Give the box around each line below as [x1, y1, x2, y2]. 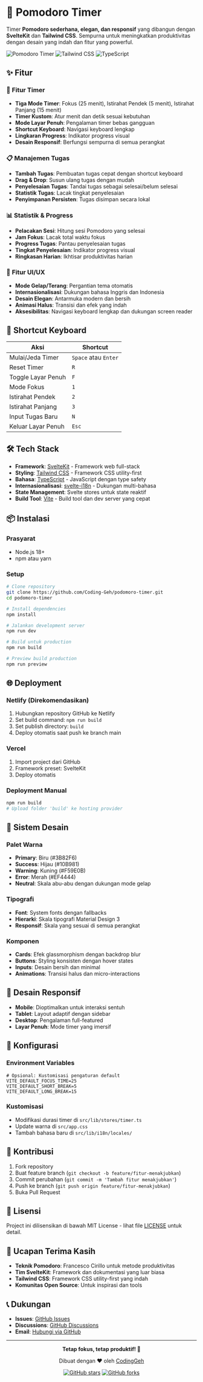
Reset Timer [9, 363, 44, 372]
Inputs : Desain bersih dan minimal [14, 964, 101, 971]
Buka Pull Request [14, 1188, 60, 1196]
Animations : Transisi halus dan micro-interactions [14, 970, 140, 978]
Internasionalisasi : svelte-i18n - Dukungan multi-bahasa [14, 482, 156, 490]
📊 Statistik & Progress [6, 211, 74, 219]
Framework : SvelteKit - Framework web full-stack [14, 463, 140, 470]
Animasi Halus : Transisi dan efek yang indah [14, 301, 127, 309]
